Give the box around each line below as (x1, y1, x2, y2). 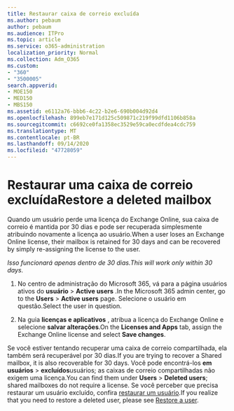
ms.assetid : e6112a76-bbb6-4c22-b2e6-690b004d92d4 (7, 108, 158, 115)
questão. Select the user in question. (17, 302, 123, 310)
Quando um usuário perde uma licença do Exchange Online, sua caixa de (7, 215, 219, 223)
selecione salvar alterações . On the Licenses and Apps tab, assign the (17, 323, 222, 331)
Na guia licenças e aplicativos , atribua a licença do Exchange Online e (17, 315, 224, 323)
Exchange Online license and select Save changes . (17, 330, 166, 338)
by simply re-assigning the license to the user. (7, 244, 141, 253)
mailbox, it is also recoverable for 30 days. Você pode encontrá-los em (7, 358, 212, 367)
